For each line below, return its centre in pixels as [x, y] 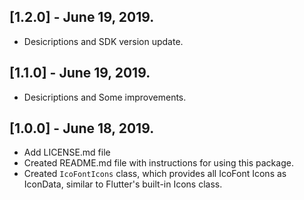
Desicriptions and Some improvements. [105, 97]
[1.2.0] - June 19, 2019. [82, 17]
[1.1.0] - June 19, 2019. [80, 73]
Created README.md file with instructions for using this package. [158, 163]
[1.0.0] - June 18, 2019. [82, 128]
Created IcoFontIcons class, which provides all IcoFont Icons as [155, 174]
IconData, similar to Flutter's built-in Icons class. [123, 184]
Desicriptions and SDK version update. [103, 41]
